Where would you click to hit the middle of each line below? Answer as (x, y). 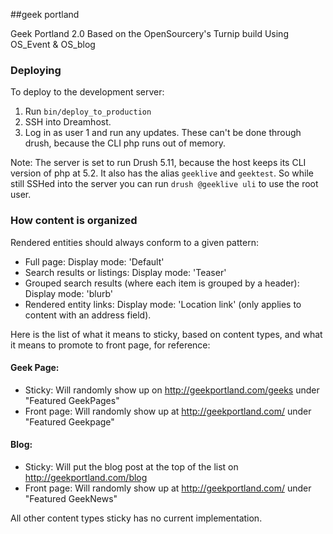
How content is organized (74, 221)
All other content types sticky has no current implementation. (136, 518)
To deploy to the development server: (87, 92)
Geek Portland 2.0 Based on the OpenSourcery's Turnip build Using (149, 33)
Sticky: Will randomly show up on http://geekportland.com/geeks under (172, 390)
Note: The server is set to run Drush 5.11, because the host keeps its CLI (158, 163)
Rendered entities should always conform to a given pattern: (134, 242)
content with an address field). (88, 315)
